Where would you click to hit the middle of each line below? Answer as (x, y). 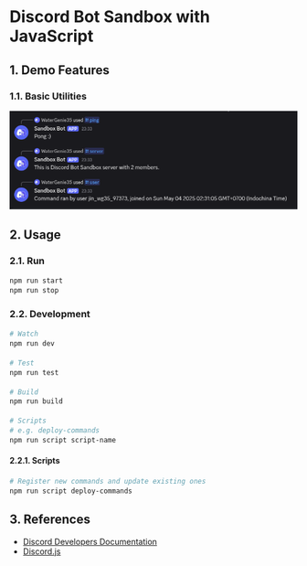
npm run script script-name (63, 440)
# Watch (24, 334)
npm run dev (32, 344)
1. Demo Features (59, 70)
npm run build (37, 401)
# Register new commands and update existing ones (108, 482)
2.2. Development (50, 314)
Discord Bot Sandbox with (110, 17)
